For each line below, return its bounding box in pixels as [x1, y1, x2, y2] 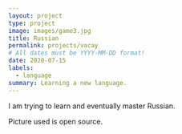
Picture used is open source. [8, 116, 103, 126]
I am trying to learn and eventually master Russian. [8, 101, 176, 111]
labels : [8, 64, 34, 72]
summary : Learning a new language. [8, 79, 127, 87]
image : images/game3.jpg [8, 26, 91, 35]
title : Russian [8, 34, 59, 43]
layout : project [8, 11, 63, 20]
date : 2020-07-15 [8, 57, 67, 65]
